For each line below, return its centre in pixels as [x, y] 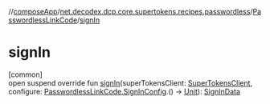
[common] [25, 74]
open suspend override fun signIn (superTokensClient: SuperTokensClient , [131, 82]
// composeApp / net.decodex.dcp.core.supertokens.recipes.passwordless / [131, 12]
